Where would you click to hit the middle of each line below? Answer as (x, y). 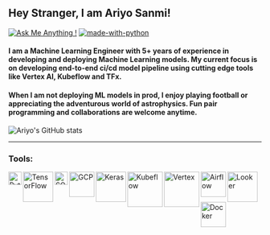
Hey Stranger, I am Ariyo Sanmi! (90, 13)
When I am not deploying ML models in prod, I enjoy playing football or (128, 95)
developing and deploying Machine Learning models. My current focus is (133, 60)
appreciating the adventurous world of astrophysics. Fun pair (113, 103)
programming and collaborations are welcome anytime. (103, 112)
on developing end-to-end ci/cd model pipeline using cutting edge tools (131, 68)
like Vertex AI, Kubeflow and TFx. (65, 76)
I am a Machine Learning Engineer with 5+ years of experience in (119, 51)
